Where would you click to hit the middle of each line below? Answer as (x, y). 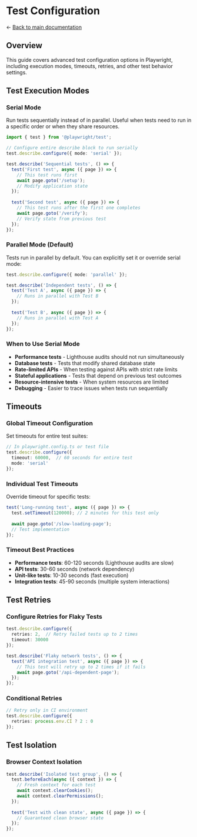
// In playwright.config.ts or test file (58, 447)
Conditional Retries (34, 698)
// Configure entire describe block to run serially (72, 148)
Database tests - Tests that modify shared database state (85, 363)
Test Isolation (31, 745)
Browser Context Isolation (44, 762)
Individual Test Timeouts (42, 483)
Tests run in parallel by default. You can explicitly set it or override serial (94, 258)
